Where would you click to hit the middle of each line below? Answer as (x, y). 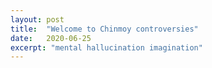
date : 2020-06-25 (51, 38)
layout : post (37, 19)
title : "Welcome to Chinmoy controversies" (104, 29)
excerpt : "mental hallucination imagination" (106, 47)
